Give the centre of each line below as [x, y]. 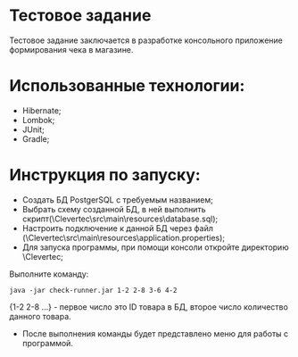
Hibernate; [41, 110]
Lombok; [38, 120]
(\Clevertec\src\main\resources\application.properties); [124, 237]
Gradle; [36, 138]
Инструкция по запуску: [105, 175]
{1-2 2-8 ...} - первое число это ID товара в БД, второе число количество [149, 307]
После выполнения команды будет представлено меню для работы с [155, 333]
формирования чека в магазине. [71, 49]
